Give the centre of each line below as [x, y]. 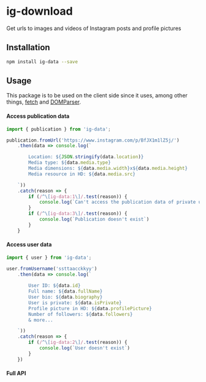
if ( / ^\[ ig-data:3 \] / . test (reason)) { [78, 214]
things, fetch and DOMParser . [44, 102]
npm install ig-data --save [42, 62]
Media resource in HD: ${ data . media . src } [82, 174]
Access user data [29, 245]
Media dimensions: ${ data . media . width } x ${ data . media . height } [108, 169]
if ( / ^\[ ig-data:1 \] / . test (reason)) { [78, 197]
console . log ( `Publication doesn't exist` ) [94, 220]
